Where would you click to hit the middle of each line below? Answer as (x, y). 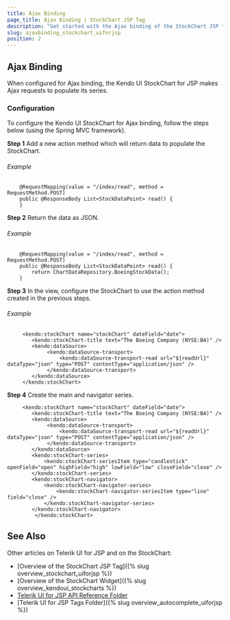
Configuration (31, 108)
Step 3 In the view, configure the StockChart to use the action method (106, 290)
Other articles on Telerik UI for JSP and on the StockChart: (90, 553)
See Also (26, 536)
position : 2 (24, 39)
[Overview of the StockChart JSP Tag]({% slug (83, 566)
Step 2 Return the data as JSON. (53, 218)
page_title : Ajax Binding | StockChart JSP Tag (76, 20)
